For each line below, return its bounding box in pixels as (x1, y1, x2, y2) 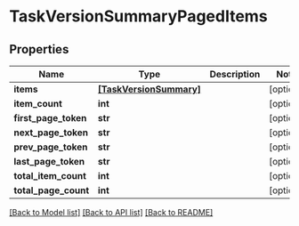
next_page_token (13, 126, 89, 139)
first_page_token (13, 112, 87, 124)
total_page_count (13, 184, 90, 197)
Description (209, 69, 261, 80)
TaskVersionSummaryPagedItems (9, 6, 269, 27)
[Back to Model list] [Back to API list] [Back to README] (9, 207, 214, 217)
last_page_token (13, 156, 85, 167)
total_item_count (13, 170, 87, 182)
